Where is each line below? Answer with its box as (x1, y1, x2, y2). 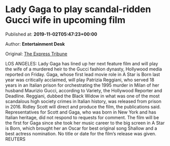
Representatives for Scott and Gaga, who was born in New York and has (5, 109, 156, 115)
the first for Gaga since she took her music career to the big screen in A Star (5, 120, 165, 126)
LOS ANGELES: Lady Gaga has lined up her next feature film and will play (5, 60, 158, 66)
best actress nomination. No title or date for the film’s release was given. (5, 130, 156, 136)
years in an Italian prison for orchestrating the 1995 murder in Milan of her (5, 82, 159, 88)
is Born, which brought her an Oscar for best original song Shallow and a (5, 125, 157, 131)
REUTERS (5, 136, 26, 142)
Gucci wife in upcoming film (5, 14, 126, 26)
